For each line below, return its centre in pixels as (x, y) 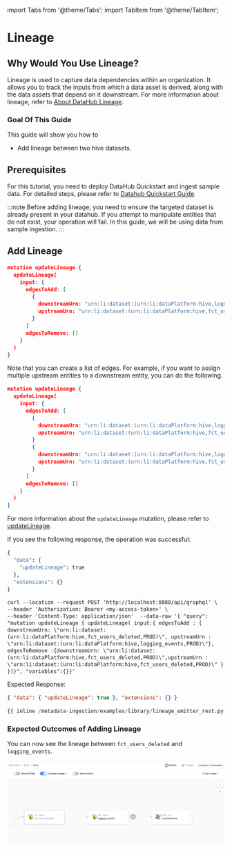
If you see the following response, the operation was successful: (99, 539)
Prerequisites (37, 169)
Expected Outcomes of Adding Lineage (74, 729)
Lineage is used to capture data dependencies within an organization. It (109, 80)
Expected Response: (37, 684)
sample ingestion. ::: (36, 229)
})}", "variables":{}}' (41, 672)
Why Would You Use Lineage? (73, 63)
